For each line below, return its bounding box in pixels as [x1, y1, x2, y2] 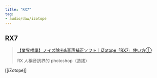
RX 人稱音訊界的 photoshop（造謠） [17, 58, 90, 63]
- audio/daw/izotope [5, 16, 47, 21]
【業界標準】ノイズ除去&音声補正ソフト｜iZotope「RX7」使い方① [17, 47, 152, 53]
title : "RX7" [5, 7, 32, 12]
